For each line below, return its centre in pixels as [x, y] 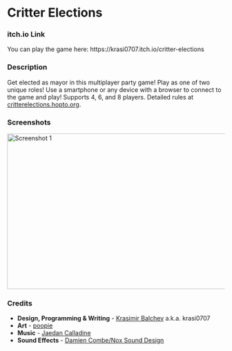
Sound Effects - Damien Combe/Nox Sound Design [90, 341]
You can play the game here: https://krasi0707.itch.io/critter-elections [106, 49]
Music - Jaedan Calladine [54, 333]
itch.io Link [26, 35]
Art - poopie [35, 325]
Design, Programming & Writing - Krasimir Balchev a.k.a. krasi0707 [114, 319]
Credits [20, 303]
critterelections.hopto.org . [44, 104]
